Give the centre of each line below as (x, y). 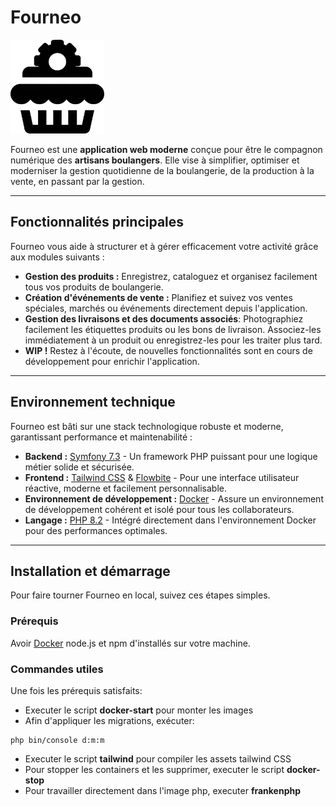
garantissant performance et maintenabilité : (101, 437)
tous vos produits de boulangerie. (94, 287)
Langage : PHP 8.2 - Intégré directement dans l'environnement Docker (170, 520)
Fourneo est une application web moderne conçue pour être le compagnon (166, 149)
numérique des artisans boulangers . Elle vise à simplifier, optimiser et (155, 160)
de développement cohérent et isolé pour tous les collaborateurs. (159, 509)
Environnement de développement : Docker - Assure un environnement (174, 498)
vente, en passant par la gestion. (77, 181)
